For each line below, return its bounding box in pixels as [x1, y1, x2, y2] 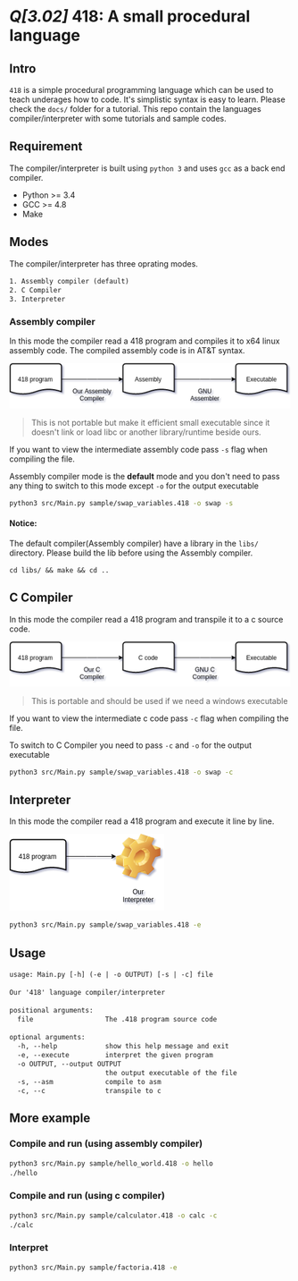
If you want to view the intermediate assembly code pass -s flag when [9, 444, 268, 454]
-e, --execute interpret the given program [17, 1051, 214, 1060]
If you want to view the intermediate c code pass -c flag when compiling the [9, 713, 289, 724]
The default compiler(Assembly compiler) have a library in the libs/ [9, 538, 259, 548]
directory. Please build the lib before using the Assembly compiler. [9, 547, 253, 558]
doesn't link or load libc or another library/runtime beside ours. [30, 427, 261, 437]
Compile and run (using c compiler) [9, 1190, 165, 1202]
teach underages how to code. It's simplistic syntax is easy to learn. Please [9, 94, 286, 105]
